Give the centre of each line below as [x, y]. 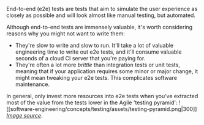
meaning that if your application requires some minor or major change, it [106, 71]
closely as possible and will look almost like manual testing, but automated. [101, 15]
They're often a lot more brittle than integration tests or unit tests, [98, 65]
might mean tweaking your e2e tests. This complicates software [96, 78]
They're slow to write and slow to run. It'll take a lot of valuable [94, 45]
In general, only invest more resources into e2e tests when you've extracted [102, 96]
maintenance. [32, 84]
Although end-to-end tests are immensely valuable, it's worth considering [100, 27]
